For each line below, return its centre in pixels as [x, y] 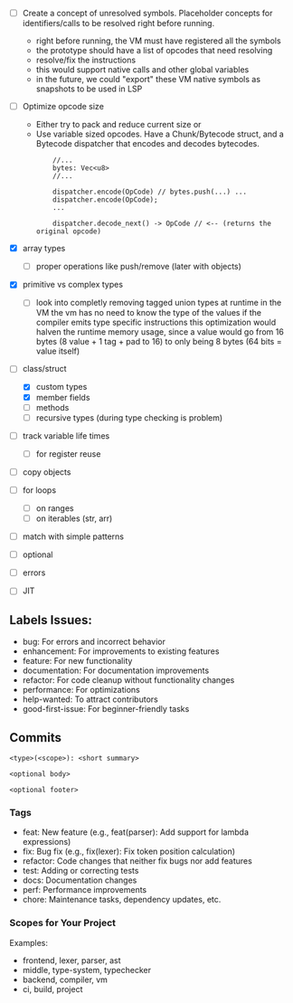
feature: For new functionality [77, 661]
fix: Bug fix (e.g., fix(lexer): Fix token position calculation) [129, 852]
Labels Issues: [51, 620]
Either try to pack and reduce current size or [118, 125]
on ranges [55, 508]
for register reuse [68, 454]
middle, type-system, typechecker [87, 970]
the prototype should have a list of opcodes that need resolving [154, 51]
